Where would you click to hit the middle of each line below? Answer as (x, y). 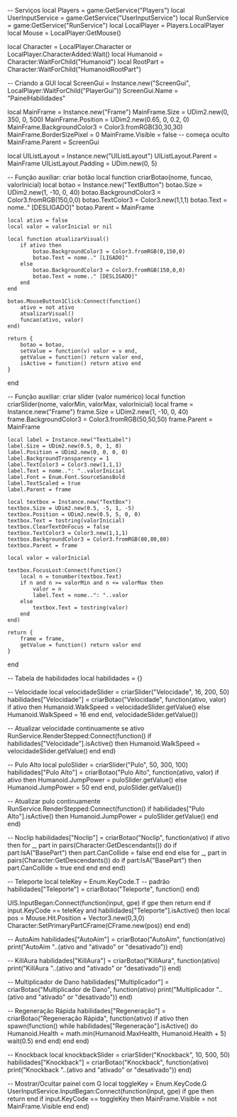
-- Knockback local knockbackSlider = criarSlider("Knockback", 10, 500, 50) (119, 1055)
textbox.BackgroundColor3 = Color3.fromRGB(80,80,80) (89, 539)
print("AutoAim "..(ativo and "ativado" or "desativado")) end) (95, 947)
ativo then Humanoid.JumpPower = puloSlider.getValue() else (97, 780)
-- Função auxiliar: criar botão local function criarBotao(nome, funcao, (110, 177)
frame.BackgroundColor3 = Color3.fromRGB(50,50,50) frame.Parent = (110, 419)
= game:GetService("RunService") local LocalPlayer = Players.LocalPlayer (116, 25)
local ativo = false (38, 220)
